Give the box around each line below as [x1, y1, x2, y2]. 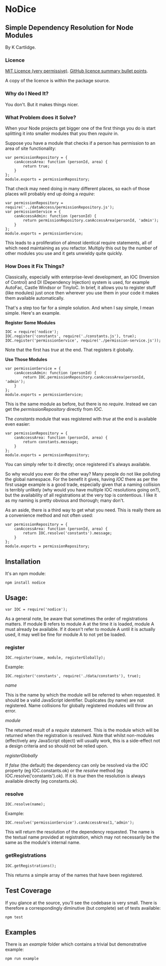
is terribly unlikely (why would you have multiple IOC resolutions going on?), [5, 487, 161, 493]
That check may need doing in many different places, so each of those [5, 185, 150, 191]
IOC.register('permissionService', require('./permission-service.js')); [5, 338, 162, 343]
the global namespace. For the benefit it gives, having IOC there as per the [5, 477, 158, 483]
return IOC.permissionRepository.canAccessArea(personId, [23, 375, 146, 380]
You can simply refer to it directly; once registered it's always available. [5, 462, 151, 468]
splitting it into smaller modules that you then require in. [5, 130, 119, 136]
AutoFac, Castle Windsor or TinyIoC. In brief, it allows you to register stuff [5, 285, 156, 291]
